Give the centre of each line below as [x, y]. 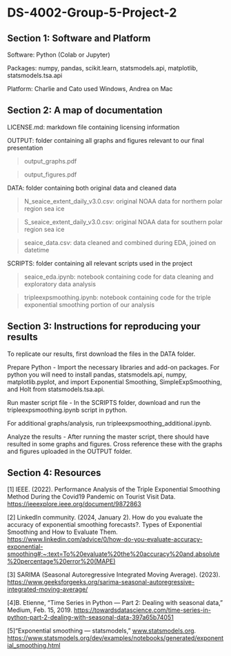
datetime [37, 250]
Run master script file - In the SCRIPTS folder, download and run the [104, 402]
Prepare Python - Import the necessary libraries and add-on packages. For [113, 367]
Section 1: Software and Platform [79, 38]
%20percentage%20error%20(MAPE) [61, 561]
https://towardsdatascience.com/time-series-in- [142, 610]
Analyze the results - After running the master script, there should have [108, 437]
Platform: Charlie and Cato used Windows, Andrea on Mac [90, 89]
